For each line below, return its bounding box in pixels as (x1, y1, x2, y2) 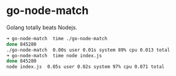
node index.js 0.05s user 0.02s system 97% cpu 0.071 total (6, 64, 165, 70)
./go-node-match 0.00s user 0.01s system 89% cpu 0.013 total (6, 47, 171, 53)
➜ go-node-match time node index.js (6, 52, 102, 58)
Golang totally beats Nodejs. (6, 24, 77, 31)
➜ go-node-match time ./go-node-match (6, 35, 108, 41)
